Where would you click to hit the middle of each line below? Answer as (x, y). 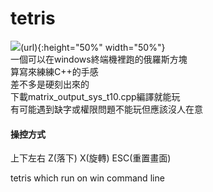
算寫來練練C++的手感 (54, 71)
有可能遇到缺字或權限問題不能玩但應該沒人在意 (106, 109)
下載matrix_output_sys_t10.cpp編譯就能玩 (95, 96)
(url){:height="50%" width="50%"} (93, 47)
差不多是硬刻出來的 (50, 84)
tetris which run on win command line (87, 178)
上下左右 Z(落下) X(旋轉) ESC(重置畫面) (91, 158)
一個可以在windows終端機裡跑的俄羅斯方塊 (99, 59)
